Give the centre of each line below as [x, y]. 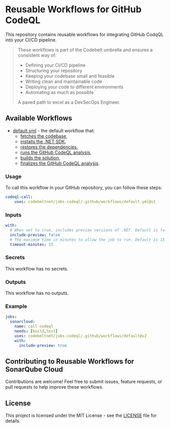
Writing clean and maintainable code [64, 81]
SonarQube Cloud [34, 369]
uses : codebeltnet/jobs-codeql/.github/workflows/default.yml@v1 [85, 201]
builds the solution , [40, 157]
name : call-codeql [34, 326]
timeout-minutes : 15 [32, 244]
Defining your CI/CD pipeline [55, 65]
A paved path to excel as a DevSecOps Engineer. [69, 102]
